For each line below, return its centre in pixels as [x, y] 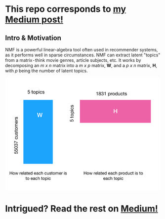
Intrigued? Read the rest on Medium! [82, 208]
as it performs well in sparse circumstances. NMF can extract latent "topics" [83, 55]
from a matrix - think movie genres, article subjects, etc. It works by [73, 60]
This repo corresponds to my [66, 9]
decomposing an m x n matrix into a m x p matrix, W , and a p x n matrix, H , [81, 66]
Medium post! [34, 20]
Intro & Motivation [33, 38]
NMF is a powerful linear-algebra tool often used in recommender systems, [82, 50]
